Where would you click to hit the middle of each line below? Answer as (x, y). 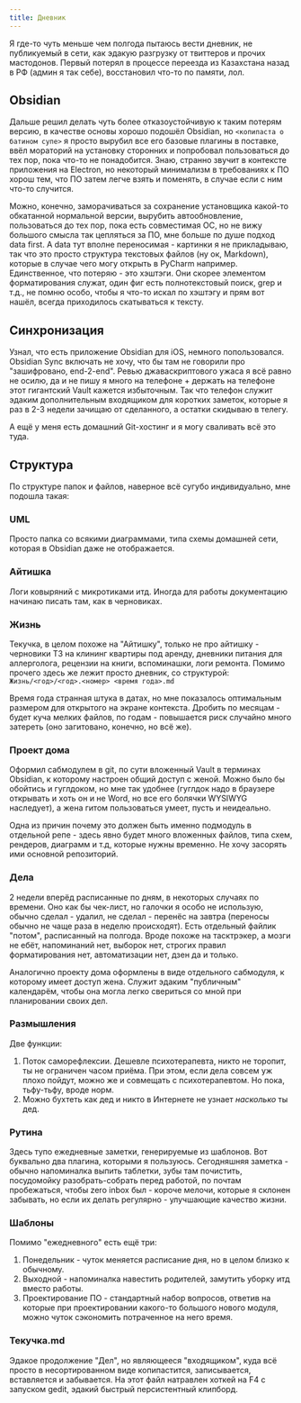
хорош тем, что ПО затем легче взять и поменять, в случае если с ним (146, 179)
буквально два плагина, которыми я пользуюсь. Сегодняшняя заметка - (149, 1162)
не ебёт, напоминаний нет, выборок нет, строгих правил (118, 945)
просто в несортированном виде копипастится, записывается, (130, 1370)
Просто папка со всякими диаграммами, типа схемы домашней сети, (144, 539)
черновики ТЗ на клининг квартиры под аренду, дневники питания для (146, 653)
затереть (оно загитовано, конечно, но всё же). (101, 727)
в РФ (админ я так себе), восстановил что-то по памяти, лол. (127, 72)
